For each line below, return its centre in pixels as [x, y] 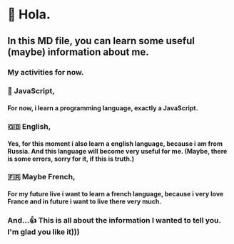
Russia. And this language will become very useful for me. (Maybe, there [117, 151]
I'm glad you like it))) [44, 232]
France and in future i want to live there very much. [85, 201]
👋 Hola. [29, 15]
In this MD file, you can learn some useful [101, 41]
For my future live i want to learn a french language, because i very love [116, 194]
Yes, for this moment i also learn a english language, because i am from [115, 143]
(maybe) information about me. [78, 52]
